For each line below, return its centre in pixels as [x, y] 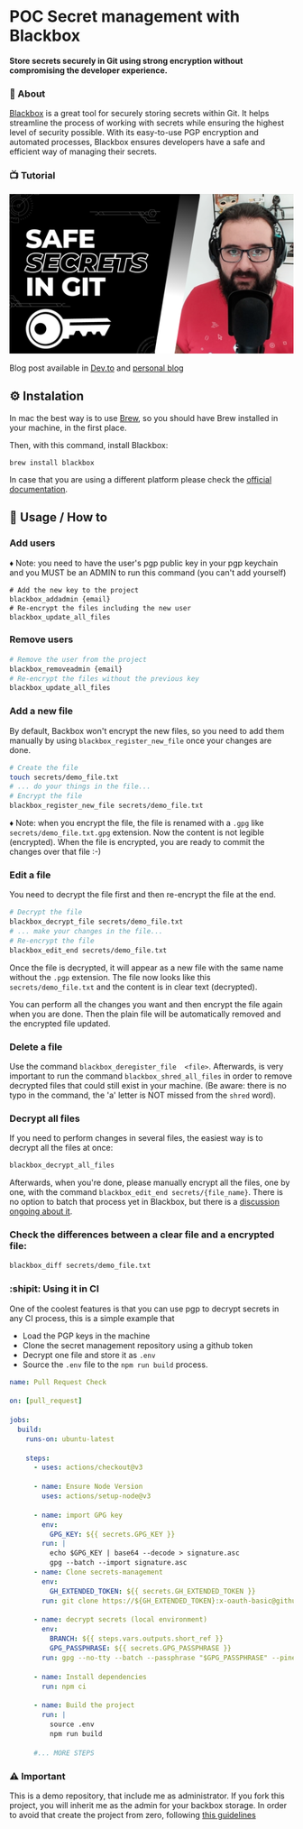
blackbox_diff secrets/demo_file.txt [80, 1266]
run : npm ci [64, 1687]
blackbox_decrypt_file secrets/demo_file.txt [96, 922]
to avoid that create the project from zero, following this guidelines [133, 1815]
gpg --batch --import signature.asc [118, 1563]
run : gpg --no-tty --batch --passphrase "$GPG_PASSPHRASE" [155, 1658]
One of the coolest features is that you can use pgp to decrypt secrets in [144, 1309]
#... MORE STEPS [64, 1753]
